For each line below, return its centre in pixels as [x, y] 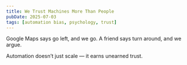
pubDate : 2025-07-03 [31, 17]
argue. [14, 45]
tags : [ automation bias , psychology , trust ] [61, 22]
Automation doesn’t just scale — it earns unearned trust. [74, 56]
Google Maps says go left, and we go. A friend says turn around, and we [94, 39]
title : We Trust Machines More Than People [60, 11]
